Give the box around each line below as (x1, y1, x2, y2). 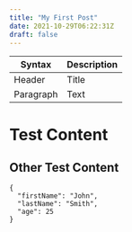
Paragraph (13, 88, 58, 101)
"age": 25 (17, 208, 54, 217)
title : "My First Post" (9, 13, 99, 22)
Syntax (20, 58, 52, 71)
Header (13, 74, 46, 86)
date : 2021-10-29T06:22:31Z (9, 22, 115, 31)
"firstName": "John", (17, 192, 99, 201)
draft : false (9, 30, 58, 39)
